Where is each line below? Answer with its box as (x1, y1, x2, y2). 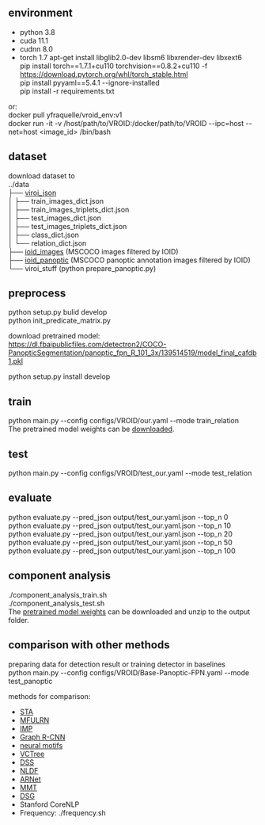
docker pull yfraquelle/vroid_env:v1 (8, 110, 123, 120)
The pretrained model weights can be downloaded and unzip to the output (8, 606, 251, 617)
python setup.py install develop (8, 372, 111, 381)
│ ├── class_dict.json (8, 230, 79, 239)
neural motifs (19, 740, 63, 750)
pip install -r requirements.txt (19, 86, 115, 96)
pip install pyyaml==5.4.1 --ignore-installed (19, 78, 160, 87)
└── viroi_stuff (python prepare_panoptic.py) (8, 263, 157, 273)
